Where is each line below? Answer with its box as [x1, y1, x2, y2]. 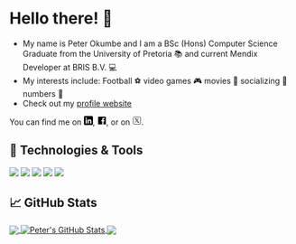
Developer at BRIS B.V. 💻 [22, 61, 117, 72]
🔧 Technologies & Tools [9, 143, 143, 158]
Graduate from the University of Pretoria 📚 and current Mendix [22, 48, 258, 59]
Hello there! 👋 [9, 8, 113, 29]
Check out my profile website [22, 98, 133, 108]
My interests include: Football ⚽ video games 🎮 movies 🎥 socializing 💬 [22, 75, 288, 86]
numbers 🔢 [22, 88, 64, 99]
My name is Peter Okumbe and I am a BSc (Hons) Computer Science [22, 38, 278, 49]
